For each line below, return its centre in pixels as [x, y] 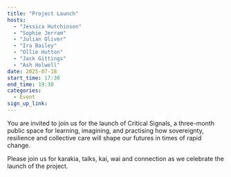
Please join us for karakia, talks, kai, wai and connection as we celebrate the [116, 158]
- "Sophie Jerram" [40, 33]
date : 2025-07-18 [32, 71]
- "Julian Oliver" [40, 39]
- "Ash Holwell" [37, 65]
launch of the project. [38, 166]
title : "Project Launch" [43, 13]
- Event [25, 97]
